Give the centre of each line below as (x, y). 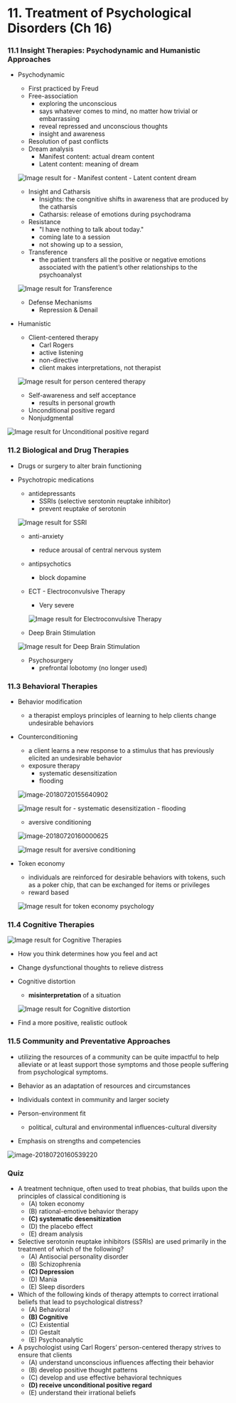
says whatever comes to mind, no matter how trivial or (118, 111)
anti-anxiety (46, 536)
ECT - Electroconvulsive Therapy (77, 591)
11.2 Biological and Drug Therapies (68, 450)
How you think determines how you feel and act (87, 954)
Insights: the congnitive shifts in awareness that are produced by (134, 199)
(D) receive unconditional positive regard (90, 1385)
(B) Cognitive (48, 1317)
